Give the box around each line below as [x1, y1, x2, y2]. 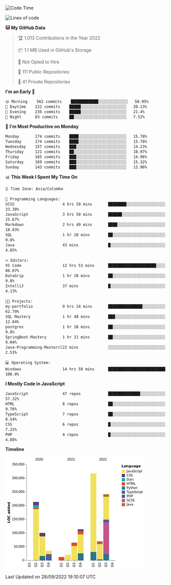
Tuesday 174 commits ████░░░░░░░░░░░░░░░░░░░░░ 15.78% [5, 139, 147, 144]
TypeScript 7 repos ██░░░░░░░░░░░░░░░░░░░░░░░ [5, 412, 166, 417]
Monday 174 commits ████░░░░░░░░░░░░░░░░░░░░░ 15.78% [5, 134, 147, 139]
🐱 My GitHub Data [5, 25, 46, 31]
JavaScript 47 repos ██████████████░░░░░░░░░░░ [5, 391, 166, 396]
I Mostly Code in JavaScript [5, 381, 65, 387]
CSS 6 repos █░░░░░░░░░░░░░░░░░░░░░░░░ [5, 422, 166, 427]
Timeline [5, 446, 25, 452]
